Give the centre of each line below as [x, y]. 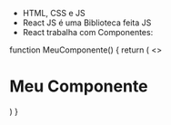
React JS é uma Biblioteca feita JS [87, 23]
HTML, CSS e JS [54, 13]
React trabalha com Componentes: [88, 32]
